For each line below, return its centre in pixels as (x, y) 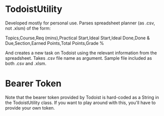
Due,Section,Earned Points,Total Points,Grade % (55, 43)
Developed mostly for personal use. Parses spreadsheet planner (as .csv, (80, 23)
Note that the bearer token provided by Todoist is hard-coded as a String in (82, 97)
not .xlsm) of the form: (28, 28)
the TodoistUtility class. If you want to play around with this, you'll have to (81, 103)
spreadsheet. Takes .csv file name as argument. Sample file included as (79, 58)
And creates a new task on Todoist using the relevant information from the (81, 53)
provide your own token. (30, 108)
